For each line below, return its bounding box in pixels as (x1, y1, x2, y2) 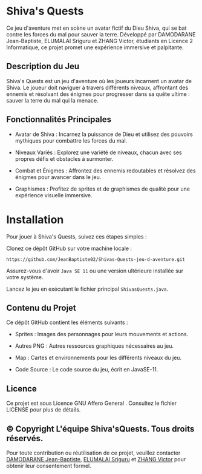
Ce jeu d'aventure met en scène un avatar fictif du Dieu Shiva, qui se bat (6, 24, 187, 32)
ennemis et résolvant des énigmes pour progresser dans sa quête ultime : (6, 90, 191, 98)
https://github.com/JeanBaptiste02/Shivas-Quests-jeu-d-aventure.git (6, 256, 186, 262)
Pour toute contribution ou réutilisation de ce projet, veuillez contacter (6, 449, 181, 456)
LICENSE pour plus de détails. (6, 406, 81, 413)
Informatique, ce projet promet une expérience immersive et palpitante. (6, 44, 184, 51)
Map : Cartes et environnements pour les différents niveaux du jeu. (15, 354, 182, 362)
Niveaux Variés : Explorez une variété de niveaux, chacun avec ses (15, 149, 183, 156)
